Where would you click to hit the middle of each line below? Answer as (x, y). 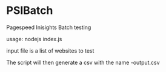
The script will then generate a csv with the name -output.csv (83, 62)
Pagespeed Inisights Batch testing (49, 27)
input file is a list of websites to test (50, 51)
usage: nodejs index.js (34, 39)
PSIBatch (30, 11)
